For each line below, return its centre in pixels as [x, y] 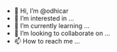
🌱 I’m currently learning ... [52, 26]
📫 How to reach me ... [47, 41]
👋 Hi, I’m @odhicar [41, 11]
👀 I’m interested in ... [44, 18]
